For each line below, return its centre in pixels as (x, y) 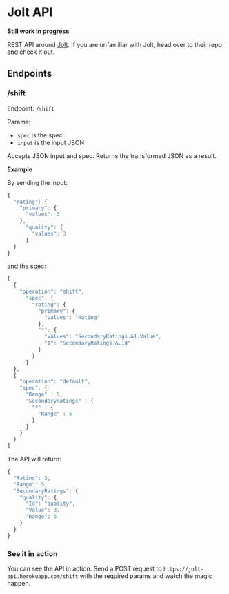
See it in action (32, 553)
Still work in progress (38, 31)
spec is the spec (40, 135)
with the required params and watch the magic (146, 576)
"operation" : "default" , (55, 382)
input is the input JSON (51, 142)
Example (20, 169)
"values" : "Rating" (72, 317)
